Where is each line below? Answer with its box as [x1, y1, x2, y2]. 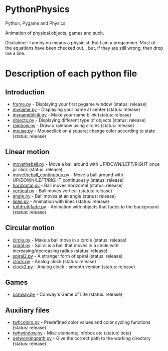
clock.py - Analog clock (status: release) [12, 258, 96, 264]
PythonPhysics [5, 4, 70, 15]
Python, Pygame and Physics [5, 20, 66, 26]
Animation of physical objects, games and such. [5, 30, 104, 36]
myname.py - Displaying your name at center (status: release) [12, 106, 140, 112]
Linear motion [5, 148, 50, 156]
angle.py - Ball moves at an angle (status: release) [12, 193, 116, 199]
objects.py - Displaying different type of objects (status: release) [12, 117, 146, 123]
